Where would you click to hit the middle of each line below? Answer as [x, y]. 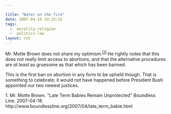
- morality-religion [33, 29]
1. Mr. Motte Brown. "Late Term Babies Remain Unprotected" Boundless [80, 95]
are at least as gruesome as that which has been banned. [66, 64]
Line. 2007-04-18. [24, 101]
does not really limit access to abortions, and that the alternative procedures [86, 59]
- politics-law [27, 34]
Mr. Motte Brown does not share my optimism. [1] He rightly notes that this [82, 53]
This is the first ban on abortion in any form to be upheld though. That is [81, 74]
